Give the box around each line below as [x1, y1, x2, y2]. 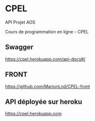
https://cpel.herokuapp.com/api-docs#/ [5, 56, 86, 62]
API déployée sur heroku [5, 97, 82, 106]
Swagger [5, 43, 33, 52]
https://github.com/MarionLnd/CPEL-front [5, 83, 90, 89]
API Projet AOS [5, 19, 35, 25]
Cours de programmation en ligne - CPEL [5, 29, 89, 34]
